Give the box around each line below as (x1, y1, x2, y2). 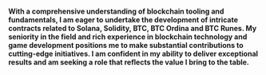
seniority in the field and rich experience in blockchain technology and (8, 32, 248, 41)
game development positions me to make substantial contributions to (8, 40, 244, 49)
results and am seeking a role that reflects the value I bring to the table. (8, 57, 250, 67)
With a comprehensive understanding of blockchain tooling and (8, 6, 224, 16)
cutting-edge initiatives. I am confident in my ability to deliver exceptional (8, 49, 258, 58)
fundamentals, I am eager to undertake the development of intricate (8, 14, 238, 24)
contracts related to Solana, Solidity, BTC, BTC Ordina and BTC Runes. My (8, 23, 257, 33)
